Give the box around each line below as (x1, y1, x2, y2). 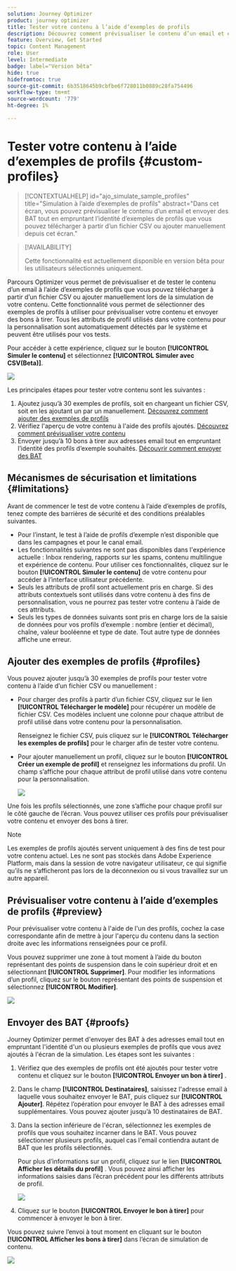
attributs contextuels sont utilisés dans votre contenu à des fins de (17, 590, 211, 599)
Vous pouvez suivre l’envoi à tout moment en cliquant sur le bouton (7, 1227, 202, 1236)
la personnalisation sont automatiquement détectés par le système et (7, 322, 207, 331)
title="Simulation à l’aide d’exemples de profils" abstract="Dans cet (24, 199, 219, 208)
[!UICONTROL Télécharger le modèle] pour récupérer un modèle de (17, 702, 216, 712)
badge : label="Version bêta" (7, 63, 93, 70)
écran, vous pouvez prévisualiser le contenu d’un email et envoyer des (24, 206, 229, 215)
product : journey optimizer (7, 17, 90, 24)
